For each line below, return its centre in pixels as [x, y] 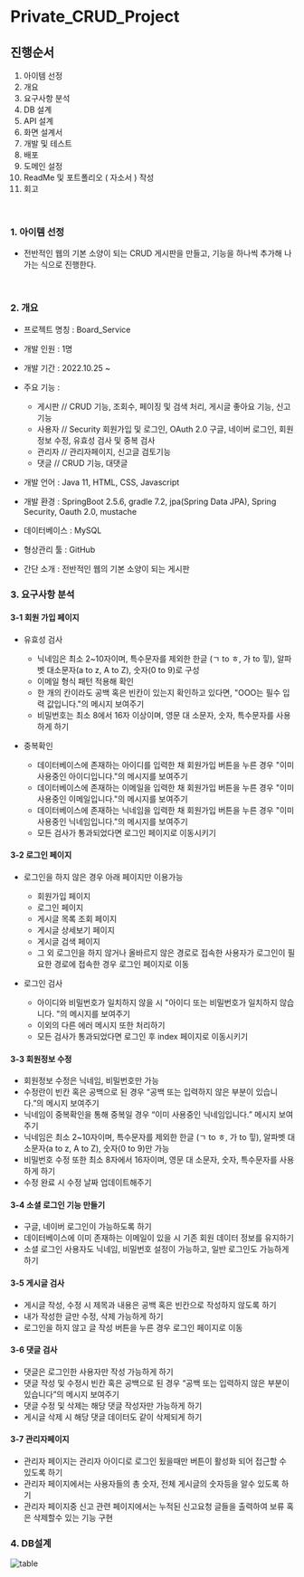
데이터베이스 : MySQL [62, 530]
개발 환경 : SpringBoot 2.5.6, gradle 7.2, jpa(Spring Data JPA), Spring [150, 501]
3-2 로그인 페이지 [41, 855]
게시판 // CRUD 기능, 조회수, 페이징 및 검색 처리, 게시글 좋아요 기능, [156, 406]
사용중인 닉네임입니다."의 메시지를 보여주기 [112, 822]
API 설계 [38, 121]
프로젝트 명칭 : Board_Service [77, 329]
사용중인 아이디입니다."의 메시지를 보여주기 [112, 776]
